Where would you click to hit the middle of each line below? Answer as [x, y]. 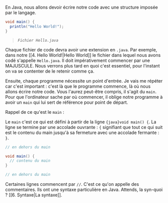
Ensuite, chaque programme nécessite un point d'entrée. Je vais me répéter [84, 81]
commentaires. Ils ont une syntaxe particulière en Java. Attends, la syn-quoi [84, 189]
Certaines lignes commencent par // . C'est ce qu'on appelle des [72, 184]
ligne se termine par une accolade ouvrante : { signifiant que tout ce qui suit [84, 127]
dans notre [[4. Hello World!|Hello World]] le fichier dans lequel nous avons [83, 55]
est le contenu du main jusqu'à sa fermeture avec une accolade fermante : [82, 132]
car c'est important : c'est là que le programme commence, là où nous [78, 86]
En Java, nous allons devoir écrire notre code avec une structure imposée [82, 7]
